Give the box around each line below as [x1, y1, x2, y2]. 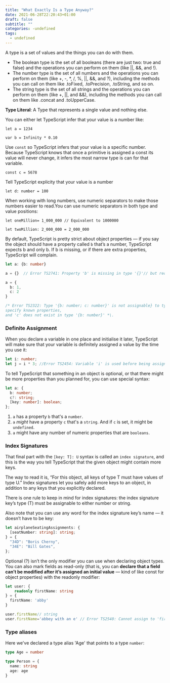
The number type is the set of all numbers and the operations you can [12, 70, 158, 76]
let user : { [5, 584, 30, 589]
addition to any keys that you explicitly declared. [5, 485, 106, 491]
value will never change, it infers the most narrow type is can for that [5, 155, 149, 161]
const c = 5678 [5, 170, 37, 175]
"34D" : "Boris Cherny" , [10, 539, 60, 544]
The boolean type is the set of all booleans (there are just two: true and [12, 59, 161, 65]
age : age [10, 668, 28, 673]
